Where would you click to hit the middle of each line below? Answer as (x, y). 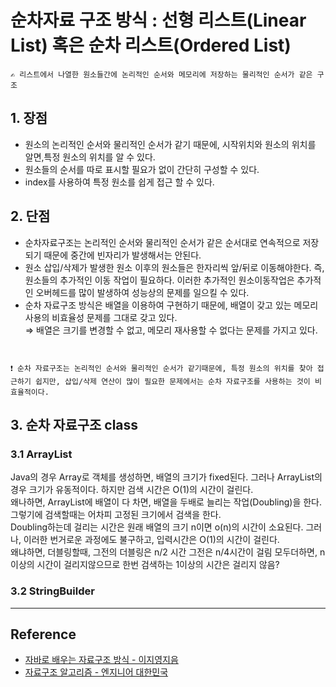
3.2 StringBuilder (52, 591)
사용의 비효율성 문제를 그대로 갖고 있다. (101, 317)
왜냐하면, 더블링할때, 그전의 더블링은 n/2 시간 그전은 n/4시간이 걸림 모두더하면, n (168, 552)
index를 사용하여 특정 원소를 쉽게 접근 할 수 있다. (119, 182)
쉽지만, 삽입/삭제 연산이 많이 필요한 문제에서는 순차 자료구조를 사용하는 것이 (172, 381)
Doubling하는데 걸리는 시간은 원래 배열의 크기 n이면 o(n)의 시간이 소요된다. (157, 527)
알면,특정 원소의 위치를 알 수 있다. (90, 157)
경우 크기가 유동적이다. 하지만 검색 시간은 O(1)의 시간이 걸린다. (132, 490)
